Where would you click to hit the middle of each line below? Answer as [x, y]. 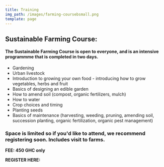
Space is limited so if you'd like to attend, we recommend [75, 133]
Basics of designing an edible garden [50, 89]
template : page [21, 19]
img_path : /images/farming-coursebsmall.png [52, 14]
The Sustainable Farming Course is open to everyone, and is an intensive [82, 52]
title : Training [22, 10]
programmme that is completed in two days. [52, 57]
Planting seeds [28, 110]
